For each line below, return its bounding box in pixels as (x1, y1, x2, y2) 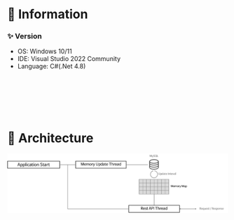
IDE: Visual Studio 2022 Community (17, 55, 121, 63)
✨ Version (7, 32, 42, 41)
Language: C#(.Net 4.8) (17, 62, 86, 71)
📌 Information (7, 6, 88, 22)
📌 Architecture (7, 130, 94, 146)
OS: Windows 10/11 (17, 47, 72, 55)
